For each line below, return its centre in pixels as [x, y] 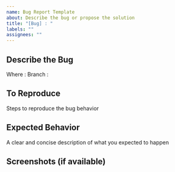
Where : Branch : [27, 74]
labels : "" [20, 29]
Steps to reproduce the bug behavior [53, 108]
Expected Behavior [43, 128]
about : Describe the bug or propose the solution [71, 18]
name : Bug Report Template [41, 12]
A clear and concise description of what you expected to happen [88, 142]
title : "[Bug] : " [30, 23]
